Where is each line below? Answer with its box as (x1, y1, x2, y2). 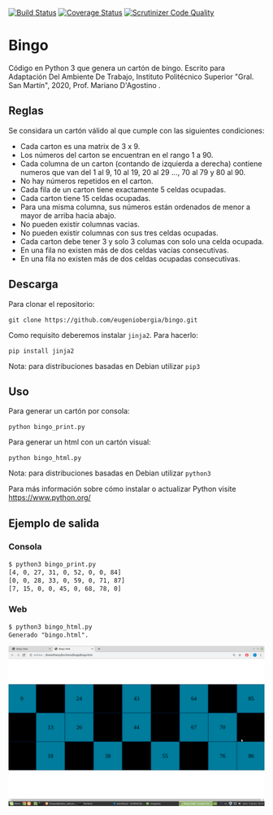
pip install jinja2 (8, 347, 75, 355)
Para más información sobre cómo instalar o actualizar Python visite (8, 484, 236, 494)
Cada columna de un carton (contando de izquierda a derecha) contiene (19, 159, 262, 169)
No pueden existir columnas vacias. (19, 219, 141, 229)
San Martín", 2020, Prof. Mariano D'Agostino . (8, 80, 161, 90)
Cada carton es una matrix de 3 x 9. (19, 141, 141, 151)
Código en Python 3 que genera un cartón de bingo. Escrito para (8, 63, 226, 72)
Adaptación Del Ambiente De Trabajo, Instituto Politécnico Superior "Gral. (8, 72, 254, 81)
